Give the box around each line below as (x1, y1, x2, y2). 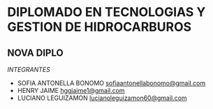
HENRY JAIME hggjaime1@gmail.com (17, 87, 125, 94)
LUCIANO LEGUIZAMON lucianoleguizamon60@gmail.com (17, 94, 187, 102)
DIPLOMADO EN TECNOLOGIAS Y (7, 4, 206, 20)
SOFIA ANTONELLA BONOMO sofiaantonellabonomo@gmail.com (17, 79, 206, 87)
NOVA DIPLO (7, 47, 64, 59)
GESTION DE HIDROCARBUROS (7, 19, 192, 35)
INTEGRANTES (7, 66, 50, 73)
